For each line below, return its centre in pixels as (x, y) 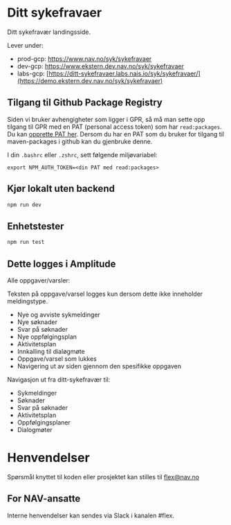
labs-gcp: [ (33, 73)
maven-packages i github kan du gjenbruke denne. (80, 141)
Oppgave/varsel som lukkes (57, 359)
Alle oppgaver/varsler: (39, 280)
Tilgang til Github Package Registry (85, 103)
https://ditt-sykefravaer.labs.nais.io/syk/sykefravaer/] (124, 73)
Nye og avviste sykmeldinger (58, 314)
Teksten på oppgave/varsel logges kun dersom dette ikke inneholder (105, 294)
